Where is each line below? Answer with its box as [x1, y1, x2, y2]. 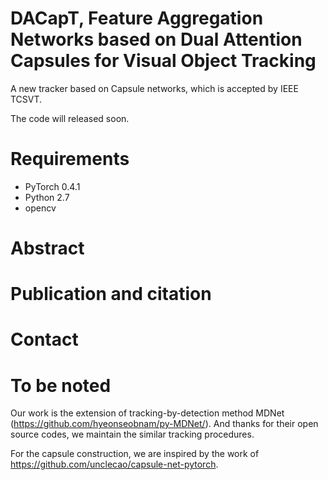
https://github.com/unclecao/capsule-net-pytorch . [10, 458, 219, 471]
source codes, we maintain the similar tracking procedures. [10, 428, 255, 441]
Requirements [10, 148, 130, 171]
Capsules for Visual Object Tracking [10, 50, 317, 72]
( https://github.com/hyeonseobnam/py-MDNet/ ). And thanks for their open [10, 418, 319, 430]
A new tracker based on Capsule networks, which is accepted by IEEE [10, 82, 299, 94]
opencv [24, 202, 57, 214]
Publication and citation [10, 283, 212, 306]
